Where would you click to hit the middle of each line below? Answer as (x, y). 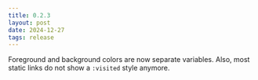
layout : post (29, 23)
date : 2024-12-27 (36, 30)
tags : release (31, 37)
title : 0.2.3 (29, 15)
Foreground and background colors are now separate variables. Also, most (129, 60)
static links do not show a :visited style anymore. (89, 68)
